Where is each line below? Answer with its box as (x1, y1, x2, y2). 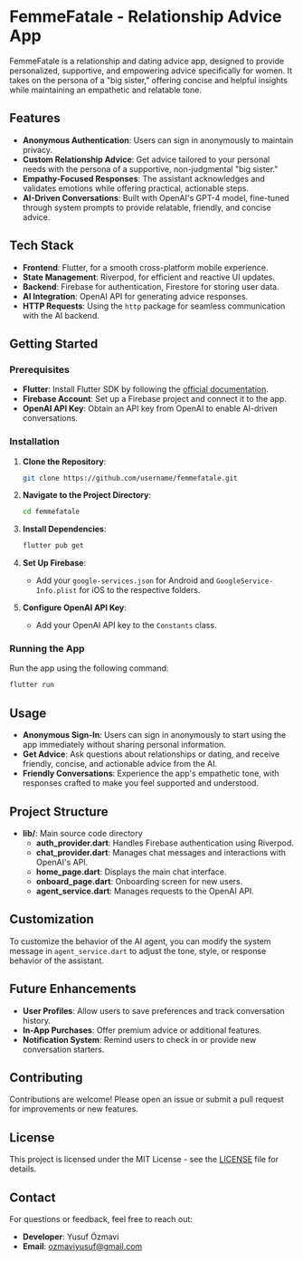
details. (9, 1163, 37, 1174)
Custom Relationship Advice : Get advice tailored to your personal (22, 154, 270, 165)
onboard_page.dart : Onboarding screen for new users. (35, 875, 243, 886)
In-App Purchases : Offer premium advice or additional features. (22, 1025, 262, 1036)
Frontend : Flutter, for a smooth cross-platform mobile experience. (22, 262, 269, 272)
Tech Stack (9, 238, 74, 253)
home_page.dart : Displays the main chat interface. (35, 866, 227, 877)
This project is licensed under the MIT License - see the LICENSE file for (9, 1154, 279, 1165)
